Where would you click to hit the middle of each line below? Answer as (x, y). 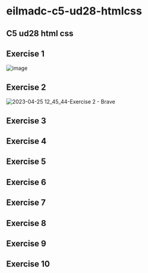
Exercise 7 (26, 203)
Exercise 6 (26, 182)
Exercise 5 (26, 162)
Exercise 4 (26, 141)
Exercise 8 (26, 223)
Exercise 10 (28, 264)
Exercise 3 (26, 121)
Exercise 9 (26, 243)
